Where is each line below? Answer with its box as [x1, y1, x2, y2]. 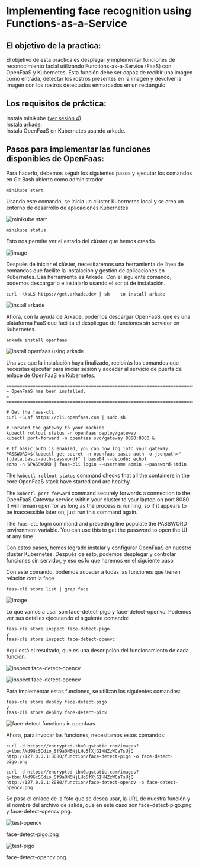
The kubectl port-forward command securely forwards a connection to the [6, 489, 191, 497]
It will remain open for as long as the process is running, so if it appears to [6, 502, 187, 509]
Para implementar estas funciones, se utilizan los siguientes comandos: [6, 687, 181, 695]
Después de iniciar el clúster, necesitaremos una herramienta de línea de [6, 260, 184, 268]
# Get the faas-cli [6, 409, 54, 415]
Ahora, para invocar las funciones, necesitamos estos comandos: [6, 731, 166, 739]
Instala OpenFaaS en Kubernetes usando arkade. [6, 127, 126, 134]
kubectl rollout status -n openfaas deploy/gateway [6, 430, 136, 436]
